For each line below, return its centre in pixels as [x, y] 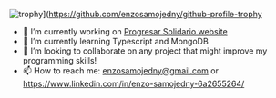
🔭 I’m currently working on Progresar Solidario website [125, 31]
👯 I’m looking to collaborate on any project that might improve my [145, 51]
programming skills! [60, 60]
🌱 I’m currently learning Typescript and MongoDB [116, 41]
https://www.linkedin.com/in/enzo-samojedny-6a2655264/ [133, 83]
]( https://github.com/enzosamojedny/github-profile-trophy [152, 14]
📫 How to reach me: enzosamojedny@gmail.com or [120, 71]
